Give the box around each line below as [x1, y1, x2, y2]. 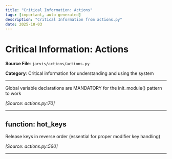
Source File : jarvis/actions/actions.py [5, 61, 90, 67]
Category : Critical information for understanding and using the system [5, 70, 154, 76]
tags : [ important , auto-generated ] [5, 12, 81, 17]
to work [5, 90, 21, 97]
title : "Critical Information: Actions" [5, 7, 93, 13]
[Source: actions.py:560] [5, 143, 58, 149]
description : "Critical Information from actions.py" [5, 17, 123, 22]
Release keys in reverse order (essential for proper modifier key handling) [5, 134, 161, 139]
